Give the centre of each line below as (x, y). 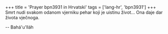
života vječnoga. (22, 17)
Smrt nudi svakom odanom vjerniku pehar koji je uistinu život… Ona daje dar (84, 12)
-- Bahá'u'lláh (19, 27)
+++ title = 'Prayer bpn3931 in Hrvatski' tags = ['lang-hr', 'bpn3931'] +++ (81, 7)
